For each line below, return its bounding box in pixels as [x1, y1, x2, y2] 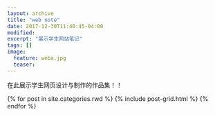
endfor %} [7, 102, 37, 110]
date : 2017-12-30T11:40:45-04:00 [7, 23, 104, 30]
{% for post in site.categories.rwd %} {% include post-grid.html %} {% [7, 94, 209, 103]
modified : [7, 29, 36, 36]
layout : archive [7, 10, 54, 17]
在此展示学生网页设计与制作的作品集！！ [7, 80, 122, 89]
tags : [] [7, 42, 32, 49]
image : [7, 49, 26, 56]
